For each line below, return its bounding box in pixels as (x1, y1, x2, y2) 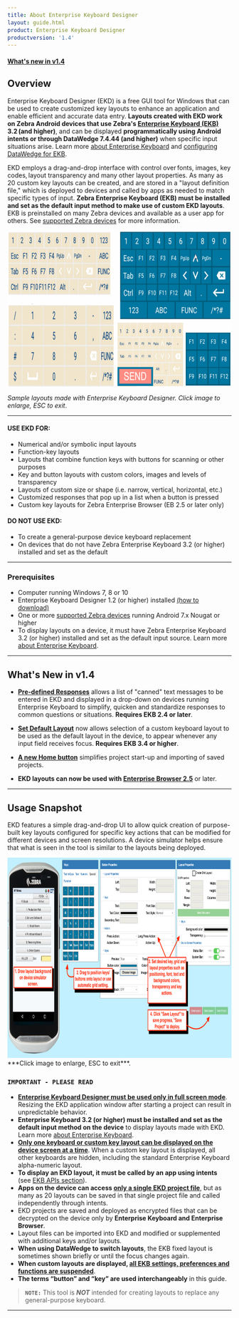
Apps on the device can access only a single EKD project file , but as (17, 1183, 222, 1193)
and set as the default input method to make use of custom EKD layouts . (7, 201, 225, 209)
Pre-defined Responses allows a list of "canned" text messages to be (17, 687, 224, 696)
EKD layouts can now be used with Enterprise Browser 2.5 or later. (17, 774, 217, 783)
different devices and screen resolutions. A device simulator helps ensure (7, 836, 223, 844)
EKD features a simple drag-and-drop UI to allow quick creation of (7, 820, 201, 829)
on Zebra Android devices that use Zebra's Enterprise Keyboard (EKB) (7, 119, 219, 128)
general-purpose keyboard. (24, 1296, 106, 1304)
